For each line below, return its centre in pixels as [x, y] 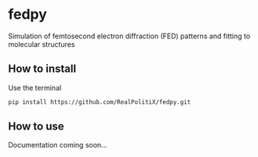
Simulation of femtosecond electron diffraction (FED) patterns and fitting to [129, 36]
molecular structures [42, 44]
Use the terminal [35, 87]
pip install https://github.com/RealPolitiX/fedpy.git [100, 102]
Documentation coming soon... [58, 145]
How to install [42, 69]
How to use [36, 127]
